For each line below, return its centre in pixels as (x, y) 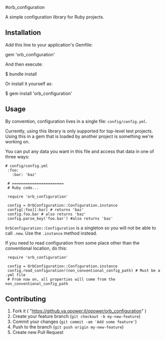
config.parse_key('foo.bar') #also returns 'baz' (60, 218)
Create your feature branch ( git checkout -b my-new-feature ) (76, 316)
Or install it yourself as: (29, 83)
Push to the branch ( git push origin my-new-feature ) (68, 327)
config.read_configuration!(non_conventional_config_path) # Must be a (84, 270)
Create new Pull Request (38, 332)
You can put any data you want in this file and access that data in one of (80, 151)
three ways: (17, 156)
